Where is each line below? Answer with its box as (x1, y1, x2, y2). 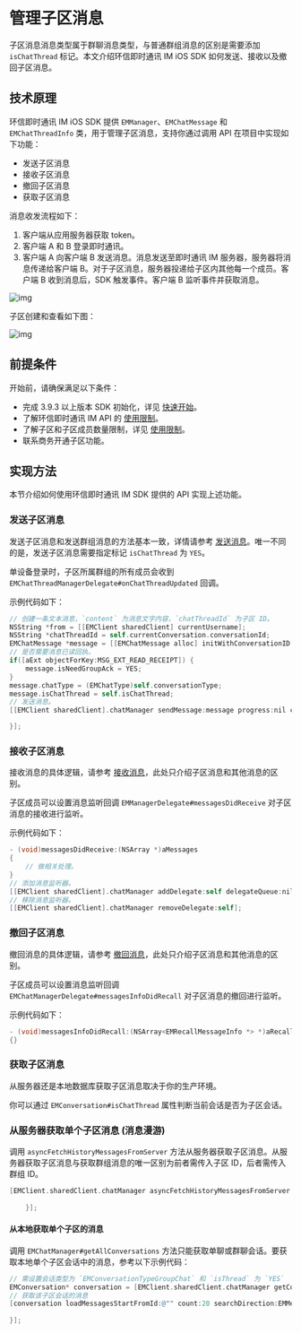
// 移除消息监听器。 (9, 896, 75, 905)
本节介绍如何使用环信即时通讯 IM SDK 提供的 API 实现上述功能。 (9, 489, 246, 500)
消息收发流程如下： (9, 210, 81, 221)
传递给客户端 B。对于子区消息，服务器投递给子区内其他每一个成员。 (30, 263, 281, 273)
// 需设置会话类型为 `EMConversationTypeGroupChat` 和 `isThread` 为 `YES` (9, 1274, 285, 1283)
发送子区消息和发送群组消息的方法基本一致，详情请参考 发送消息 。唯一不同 (9, 535, 287, 547)
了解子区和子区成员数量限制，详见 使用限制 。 (21, 423, 190, 435)
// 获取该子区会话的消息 (9, 1291, 89, 1300)
